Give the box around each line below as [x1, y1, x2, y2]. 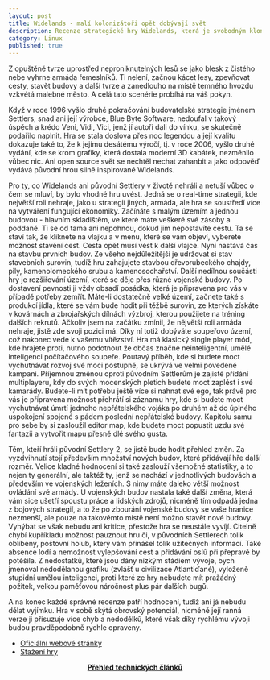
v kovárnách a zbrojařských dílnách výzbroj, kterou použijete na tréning [8, 309, 246, 319]
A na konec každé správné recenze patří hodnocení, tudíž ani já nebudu [8, 597, 247, 607]
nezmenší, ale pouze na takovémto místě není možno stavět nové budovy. [8, 513, 253, 523]
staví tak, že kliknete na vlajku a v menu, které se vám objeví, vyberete [8, 232, 242, 242]
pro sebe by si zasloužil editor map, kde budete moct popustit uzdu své [8, 421, 245, 430]
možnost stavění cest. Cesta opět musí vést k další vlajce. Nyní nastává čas [8, 241, 259, 251]
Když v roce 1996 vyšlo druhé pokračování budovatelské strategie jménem [8, 106, 256, 115]
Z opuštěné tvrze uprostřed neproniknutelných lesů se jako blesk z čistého [8, 64, 256, 73]
